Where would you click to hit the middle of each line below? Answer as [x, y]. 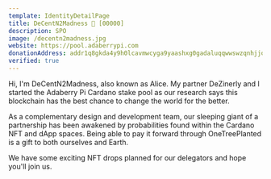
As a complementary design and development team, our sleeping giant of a [133, 116]
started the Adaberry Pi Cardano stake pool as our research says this [123, 92]
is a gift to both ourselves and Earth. [69, 142]
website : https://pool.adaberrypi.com [73, 46]
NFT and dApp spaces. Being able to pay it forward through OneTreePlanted [135, 133]
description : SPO [38, 31]
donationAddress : [38, 53]
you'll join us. [30, 166]
